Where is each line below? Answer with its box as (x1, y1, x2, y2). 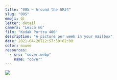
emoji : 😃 (5, 16, 24, 21)
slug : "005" (5, 12, 29, 16)
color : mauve (5, 43, 32, 48)
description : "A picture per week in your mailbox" (5, 34, 113, 39)
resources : (5, 48, 27, 52)
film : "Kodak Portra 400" (5, 30, 58, 34)
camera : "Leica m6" (5, 25, 45, 30)
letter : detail (5, 20, 36, 26)
